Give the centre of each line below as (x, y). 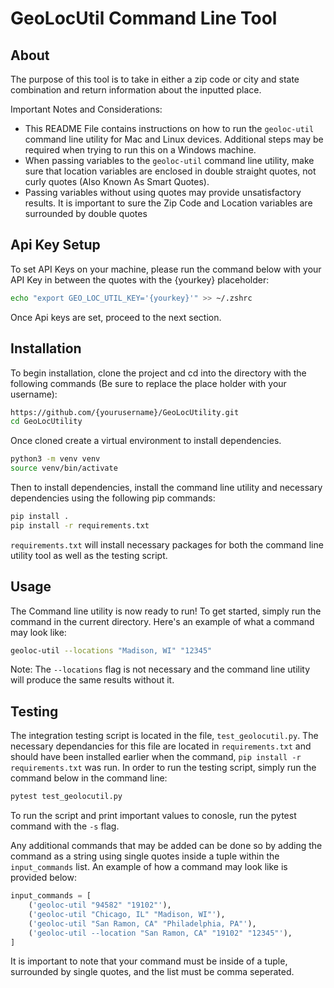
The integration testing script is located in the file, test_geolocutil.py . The (164, 736)
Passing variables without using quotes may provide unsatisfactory (163, 192)
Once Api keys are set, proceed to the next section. (116, 317)
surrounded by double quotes (86, 213)
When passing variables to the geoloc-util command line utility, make (169, 160)
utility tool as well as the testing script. (89, 555)
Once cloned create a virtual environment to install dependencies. (146, 441)
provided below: (43, 878)
